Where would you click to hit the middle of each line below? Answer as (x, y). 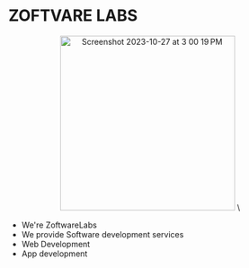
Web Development (56, 244)
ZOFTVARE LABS (73, 16)
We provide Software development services (102, 234)
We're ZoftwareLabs (59, 225)
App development (54, 254)
